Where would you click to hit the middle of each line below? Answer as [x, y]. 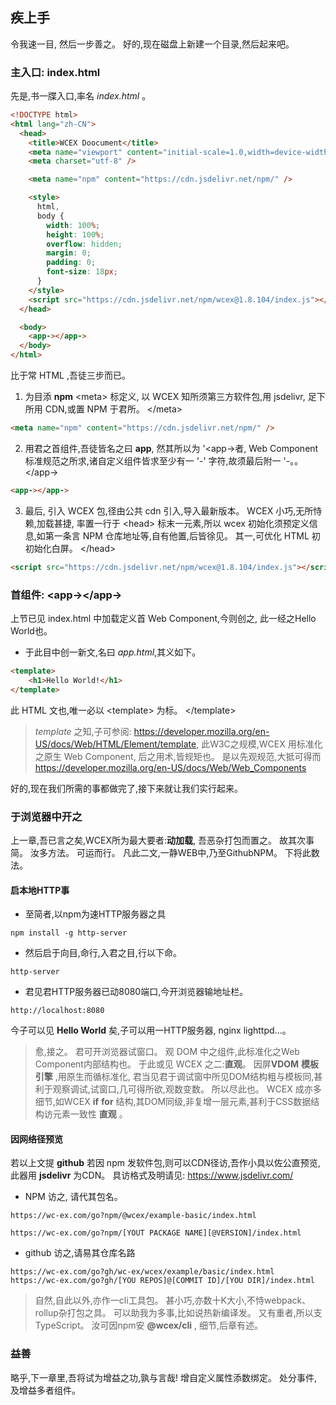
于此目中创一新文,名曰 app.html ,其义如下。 [113, 652]
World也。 [31, 631]
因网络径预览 [36, 1139]
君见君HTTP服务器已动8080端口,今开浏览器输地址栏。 [136, 992]
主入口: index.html [55, 72]
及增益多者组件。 [45, 1390]
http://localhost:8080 [57, 1011]
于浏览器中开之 [46, 816]
